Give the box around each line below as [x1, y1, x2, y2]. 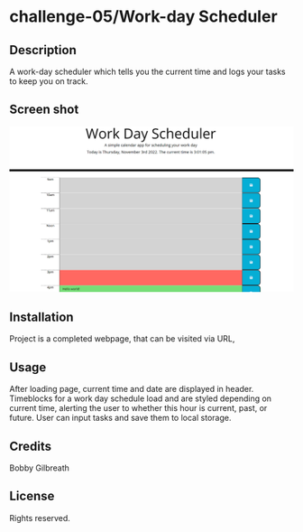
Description [9, 42, 77, 58]
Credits [9, 438, 52, 453]
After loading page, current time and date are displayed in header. [9, 384, 254, 395]
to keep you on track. [9, 76, 88, 87]
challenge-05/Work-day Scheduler [9, 6, 278, 27]
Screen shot [9, 102, 79, 117]
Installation [9, 310, 74, 325]
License [9, 489, 55, 504]
